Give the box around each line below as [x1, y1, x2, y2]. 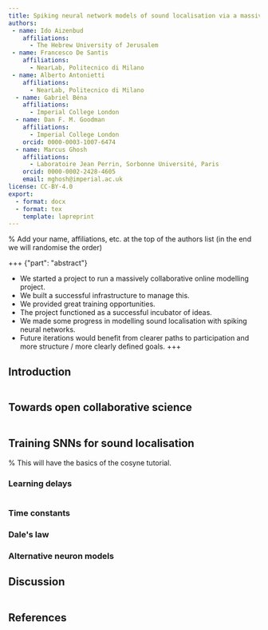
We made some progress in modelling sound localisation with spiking [19, 317, 247, 326]
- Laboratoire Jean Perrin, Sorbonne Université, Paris [29, 161, 219, 169]
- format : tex [15, 205, 62, 213]
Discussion [8, 575, 65, 588]
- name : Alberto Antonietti [11, 71, 105, 79]
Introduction [8, 365, 72, 378]
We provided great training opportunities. [19, 299, 156, 309]
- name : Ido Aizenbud [11, 26, 84, 34]
